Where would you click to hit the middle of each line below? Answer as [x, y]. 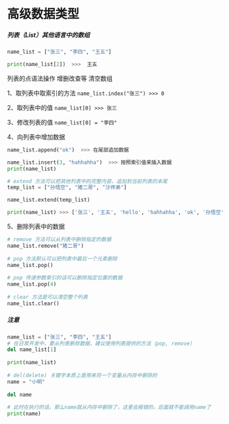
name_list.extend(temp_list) [49, 200]
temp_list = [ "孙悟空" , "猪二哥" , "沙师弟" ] [67, 188]
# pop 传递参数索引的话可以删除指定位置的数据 [65, 278]
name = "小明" [26, 382]
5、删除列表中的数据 [36, 226]
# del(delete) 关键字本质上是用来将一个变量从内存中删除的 [82, 375]
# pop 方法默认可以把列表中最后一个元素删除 [62, 259]
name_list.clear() [33, 304]
